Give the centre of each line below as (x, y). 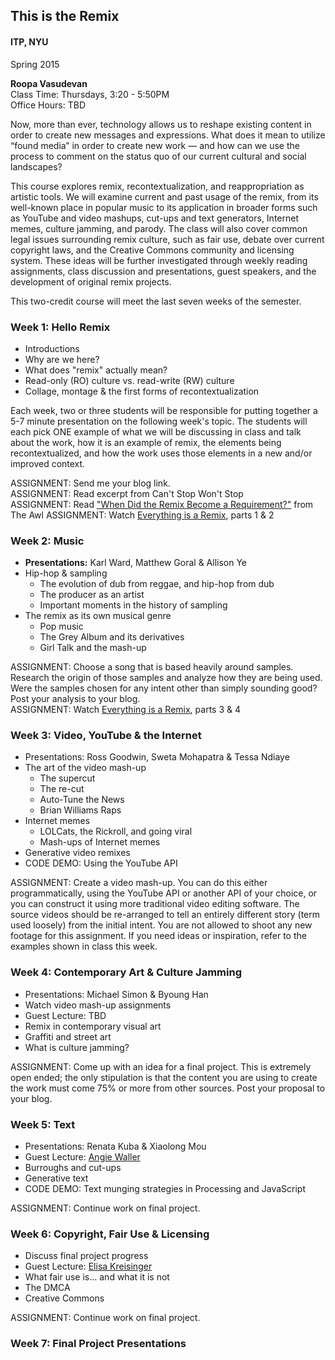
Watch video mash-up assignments (98, 1005)
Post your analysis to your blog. (75, 699)
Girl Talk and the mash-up (93, 648)
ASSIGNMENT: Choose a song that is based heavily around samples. (152, 667)
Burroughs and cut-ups (73, 1168)
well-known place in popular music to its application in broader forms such (164, 207)
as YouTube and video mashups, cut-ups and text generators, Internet (154, 218)
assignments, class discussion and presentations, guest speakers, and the (163, 271)
